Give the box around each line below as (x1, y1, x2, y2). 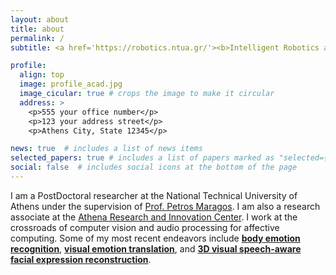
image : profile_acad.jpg (19, 79, 123, 90)
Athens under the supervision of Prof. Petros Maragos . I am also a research (10, 200, 321, 212)
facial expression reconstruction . (10, 253, 152, 265)
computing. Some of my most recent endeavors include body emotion (10, 232, 301, 244)
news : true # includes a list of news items (10, 144, 203, 154)
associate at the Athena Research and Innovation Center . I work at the (10, 211, 298, 223)
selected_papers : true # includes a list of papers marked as (10, 153, 275, 163)
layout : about (10, 14, 70, 25)
